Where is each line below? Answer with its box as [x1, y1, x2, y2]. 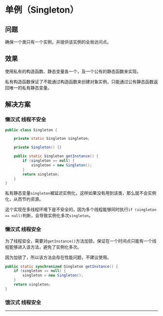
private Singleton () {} [14, 145, 62, 150]
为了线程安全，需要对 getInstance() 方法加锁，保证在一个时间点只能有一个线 [5, 238, 157, 244]
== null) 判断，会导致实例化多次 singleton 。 [5, 213, 93, 218]
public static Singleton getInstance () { [14, 154, 98, 159]
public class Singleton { [5, 127, 57, 133]
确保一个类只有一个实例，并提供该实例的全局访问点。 [5, 39, 112, 45]
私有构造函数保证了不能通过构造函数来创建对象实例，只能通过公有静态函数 [5, 79, 154, 84]
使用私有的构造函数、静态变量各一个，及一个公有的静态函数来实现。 [5, 68, 141, 74]
